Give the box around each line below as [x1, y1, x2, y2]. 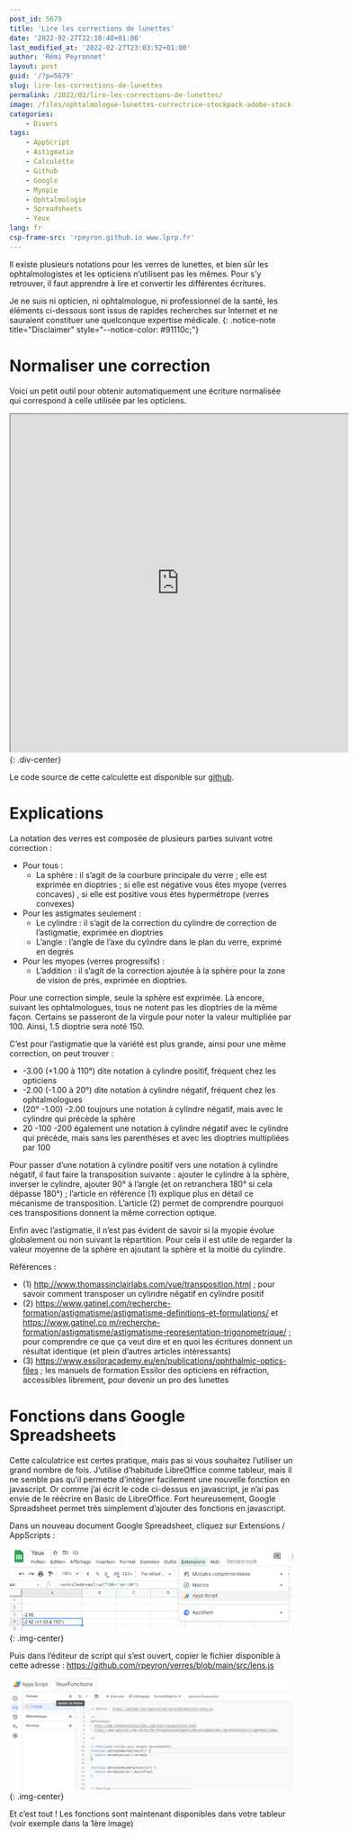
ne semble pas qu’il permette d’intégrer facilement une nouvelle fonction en [9, 1473, 291, 1485]
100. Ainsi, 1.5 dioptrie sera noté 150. [9, 1020, 145, 1031]
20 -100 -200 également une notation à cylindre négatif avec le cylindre [22, 1122, 290, 1134]
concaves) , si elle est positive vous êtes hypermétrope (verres [35, 888, 270, 900]
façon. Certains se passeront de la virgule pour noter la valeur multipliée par [9, 1011, 291, 1022]
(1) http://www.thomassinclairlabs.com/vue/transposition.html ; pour [22, 1279, 276, 1290]
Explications [9, 802, 104, 823]
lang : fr [9, 223, 42, 233]
